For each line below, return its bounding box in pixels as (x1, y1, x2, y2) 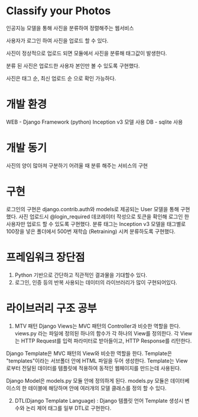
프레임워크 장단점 (6, 250, 85, 264)
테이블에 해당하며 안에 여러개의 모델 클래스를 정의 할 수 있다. (28, 384, 167, 392)
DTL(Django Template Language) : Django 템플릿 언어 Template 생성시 (14, 397, 184, 404)
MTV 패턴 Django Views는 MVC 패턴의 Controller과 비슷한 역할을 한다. (14, 322, 181, 329)
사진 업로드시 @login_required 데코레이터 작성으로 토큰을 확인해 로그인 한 (18, 213, 189, 220)
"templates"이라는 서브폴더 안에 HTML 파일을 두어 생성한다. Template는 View (6, 357, 188, 364)
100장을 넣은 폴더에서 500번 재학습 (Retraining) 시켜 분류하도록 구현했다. (6, 228, 176, 235)
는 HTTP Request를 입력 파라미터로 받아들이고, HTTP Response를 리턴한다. (14, 337, 192, 344)
